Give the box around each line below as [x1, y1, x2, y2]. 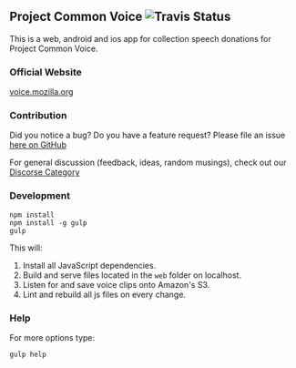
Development [9, 189, 71, 202]
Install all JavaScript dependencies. [22, 260, 157, 271]
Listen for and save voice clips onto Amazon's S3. [22, 279, 210, 290]
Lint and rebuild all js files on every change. [22, 289, 187, 300]
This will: [9, 242, 43, 253]
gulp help [9, 350, 47, 359]
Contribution [9, 109, 67, 122]
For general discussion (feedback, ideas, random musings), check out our [9, 157, 287, 169]
